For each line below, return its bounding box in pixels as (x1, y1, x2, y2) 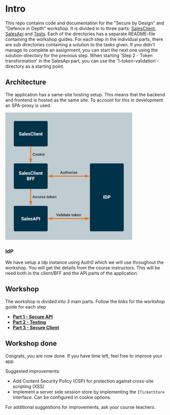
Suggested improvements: (5, 368, 60, 374)
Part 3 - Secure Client (12, 324, 59, 330)
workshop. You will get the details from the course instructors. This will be (5, 265, 160, 271)
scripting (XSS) (12, 383, 45, 390)
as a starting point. (25, 63, 64, 69)
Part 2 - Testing (12, 319, 47, 325)
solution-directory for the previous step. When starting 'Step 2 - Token (5, 52, 153, 59)
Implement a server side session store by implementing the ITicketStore (12, 389, 165, 395)
